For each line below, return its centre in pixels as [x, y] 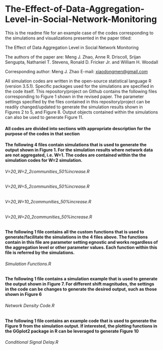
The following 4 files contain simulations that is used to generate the [76, 145]
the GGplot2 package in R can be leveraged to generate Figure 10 [72, 331]
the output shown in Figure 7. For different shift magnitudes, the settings [80, 284]
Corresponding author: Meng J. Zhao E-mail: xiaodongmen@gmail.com [76, 71]
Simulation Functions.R [28, 264]
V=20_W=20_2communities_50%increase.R [49, 217]
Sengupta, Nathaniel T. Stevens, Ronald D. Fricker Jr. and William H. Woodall [81, 62]
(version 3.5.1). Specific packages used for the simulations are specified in [80, 86]
